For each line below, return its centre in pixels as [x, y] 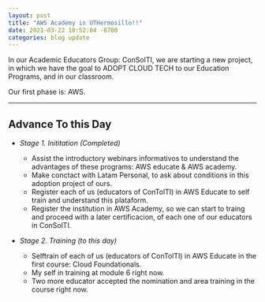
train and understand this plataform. [90, 200]
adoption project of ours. [72, 184]
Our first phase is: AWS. [47, 92]
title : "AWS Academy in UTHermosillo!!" [76, 23]
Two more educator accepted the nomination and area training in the [143, 281]
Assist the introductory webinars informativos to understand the [135, 158]
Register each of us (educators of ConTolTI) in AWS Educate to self [140, 192]
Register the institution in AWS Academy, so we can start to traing [138, 209]
